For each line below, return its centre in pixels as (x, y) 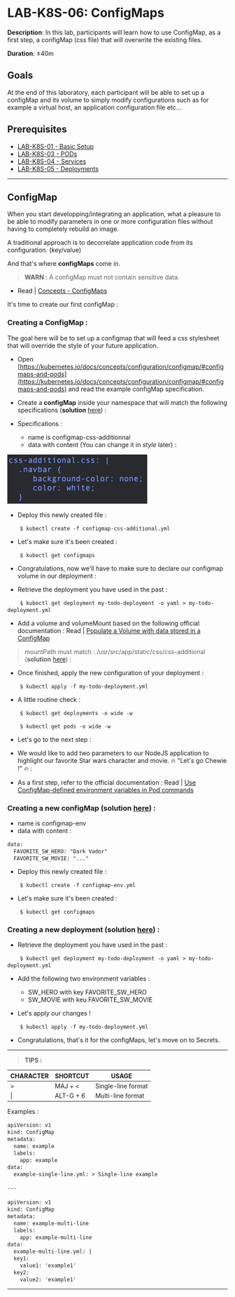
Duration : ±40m (31, 53)
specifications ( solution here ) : (62, 410)
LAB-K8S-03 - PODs (47, 154)
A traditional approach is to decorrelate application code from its (100, 243)
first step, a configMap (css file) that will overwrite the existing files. (105, 39)
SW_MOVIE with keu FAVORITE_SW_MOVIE (90, 1000)
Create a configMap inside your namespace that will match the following (122, 402)
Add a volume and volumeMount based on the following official (108, 623)
